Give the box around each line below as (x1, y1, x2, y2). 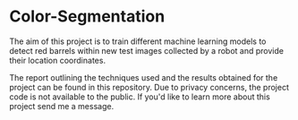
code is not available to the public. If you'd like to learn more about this (9, 91, 270, 102)
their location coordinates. (9, 55, 106, 65)
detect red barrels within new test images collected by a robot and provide (9, 45, 285, 56)
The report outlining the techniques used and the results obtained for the (9, 72, 278, 82)
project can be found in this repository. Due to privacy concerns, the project (9, 81, 289, 92)
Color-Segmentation (9, 6, 166, 27)
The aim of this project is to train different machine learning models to (9, 36, 267, 47)
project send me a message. (9, 100, 115, 111)
